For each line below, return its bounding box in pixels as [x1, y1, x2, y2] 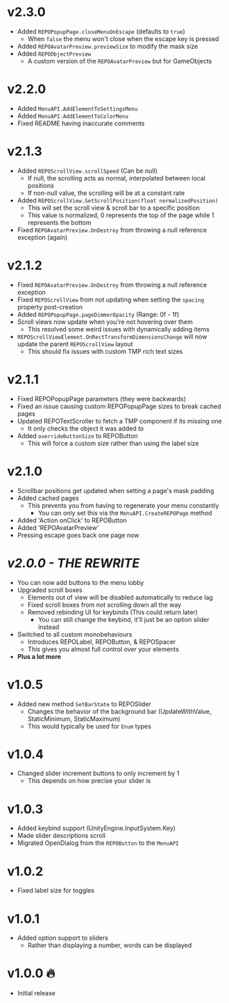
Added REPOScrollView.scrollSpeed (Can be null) [17, 166, 158, 175]
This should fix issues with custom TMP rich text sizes [27, 347, 183, 355]
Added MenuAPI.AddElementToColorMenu [17, 111, 128, 120]
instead [37, 623, 60, 631]
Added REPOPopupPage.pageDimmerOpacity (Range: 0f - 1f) [17, 310, 180, 318]
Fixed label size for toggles [17, 886, 95, 895]
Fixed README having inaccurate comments [17, 119, 145, 127]
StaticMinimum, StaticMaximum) [27, 715, 121, 723]
